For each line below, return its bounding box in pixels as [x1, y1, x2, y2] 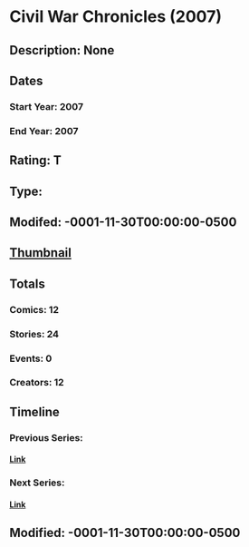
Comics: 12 [9, 303, 59, 316]
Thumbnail [9, 245, 72, 260]
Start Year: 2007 [9, 100, 84, 112]
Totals [9, 276, 45, 291]
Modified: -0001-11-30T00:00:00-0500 [9, 525, 241, 541]
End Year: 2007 [9, 124, 79, 137]
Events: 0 [9, 352, 53, 365]
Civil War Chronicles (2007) [9, 6, 222, 27]
